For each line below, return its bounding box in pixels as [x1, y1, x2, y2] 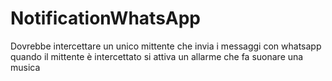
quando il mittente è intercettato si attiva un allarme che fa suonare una [10, 50, 304, 62]
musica [10, 61, 41, 73]
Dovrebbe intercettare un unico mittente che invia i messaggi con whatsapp [10, 40, 322, 52]
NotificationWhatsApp [10, 7, 202, 30]
